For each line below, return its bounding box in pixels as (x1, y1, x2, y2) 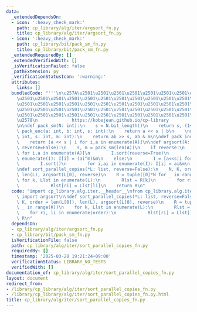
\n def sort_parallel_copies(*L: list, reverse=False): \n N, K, (16, 166, 182, 173)
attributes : (11, 80, 41, 85)
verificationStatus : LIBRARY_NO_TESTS (11, 259, 107, 265)
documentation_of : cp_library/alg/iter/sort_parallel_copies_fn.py (6, 270, 175, 276)
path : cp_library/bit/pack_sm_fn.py (16, 42, 107, 47)
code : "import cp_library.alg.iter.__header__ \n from (11, 188, 143, 194)
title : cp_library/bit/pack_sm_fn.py (16, 47, 109, 53)
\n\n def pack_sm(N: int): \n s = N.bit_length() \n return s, (16, 123, 182, 129)
